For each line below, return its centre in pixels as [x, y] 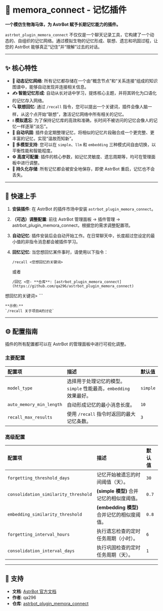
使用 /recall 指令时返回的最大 [101, 414]
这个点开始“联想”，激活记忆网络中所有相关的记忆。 [76, 114]
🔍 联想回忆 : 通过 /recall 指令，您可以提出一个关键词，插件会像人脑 [80, 106]
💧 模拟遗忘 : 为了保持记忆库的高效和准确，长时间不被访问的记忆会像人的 [83, 120]
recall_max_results [30, 417]
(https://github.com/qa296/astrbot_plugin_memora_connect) [73, 286]
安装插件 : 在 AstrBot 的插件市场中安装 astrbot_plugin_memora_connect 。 [84, 209]
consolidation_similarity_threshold [50, 494]
